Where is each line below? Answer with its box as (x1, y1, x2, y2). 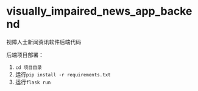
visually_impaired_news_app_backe (6, 4, 193, 18)
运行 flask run (15, 78, 51, 86)
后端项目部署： (6, 51, 44, 59)
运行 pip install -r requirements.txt (15, 70, 111, 78)
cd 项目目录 (15, 64, 42, 71)
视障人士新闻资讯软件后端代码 (6, 38, 81, 45)
